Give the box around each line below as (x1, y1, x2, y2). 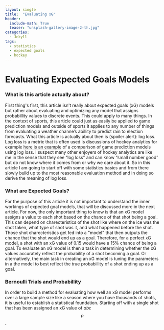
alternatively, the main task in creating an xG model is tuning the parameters (5, 256, 159, 262)
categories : (5, 30, 29, 35)
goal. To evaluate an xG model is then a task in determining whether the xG (5, 245, 157, 251)
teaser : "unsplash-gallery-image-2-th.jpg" (9, 25, 99, 30)
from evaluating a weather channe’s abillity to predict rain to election (5, 128, 143, 134)
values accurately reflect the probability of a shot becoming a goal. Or (5, 251, 146, 257)
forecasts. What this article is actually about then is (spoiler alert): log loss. (5, 133, 156, 140)
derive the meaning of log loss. (5, 175, 68, 181)
